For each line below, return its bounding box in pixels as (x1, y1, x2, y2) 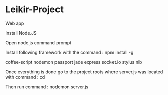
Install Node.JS (5, 30, 37, 36)
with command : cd (5, 74, 45, 80)
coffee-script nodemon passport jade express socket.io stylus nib (5, 59, 142, 65)
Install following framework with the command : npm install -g (5, 49, 134, 55)
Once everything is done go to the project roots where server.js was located (5, 69, 163, 75)
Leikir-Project (5, 4, 64, 15)
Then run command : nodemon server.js (5, 84, 89, 90)
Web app (5, 20, 24, 26)
